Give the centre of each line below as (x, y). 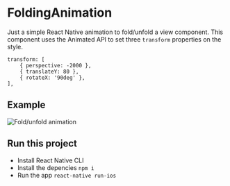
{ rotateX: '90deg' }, (52, 78)
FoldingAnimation (60, 13)
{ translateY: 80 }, (49, 71)
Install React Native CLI (50, 160)
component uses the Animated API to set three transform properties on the (114, 39)
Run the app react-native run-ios (67, 175)
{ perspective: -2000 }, (56, 65)
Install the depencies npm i (56, 167)
